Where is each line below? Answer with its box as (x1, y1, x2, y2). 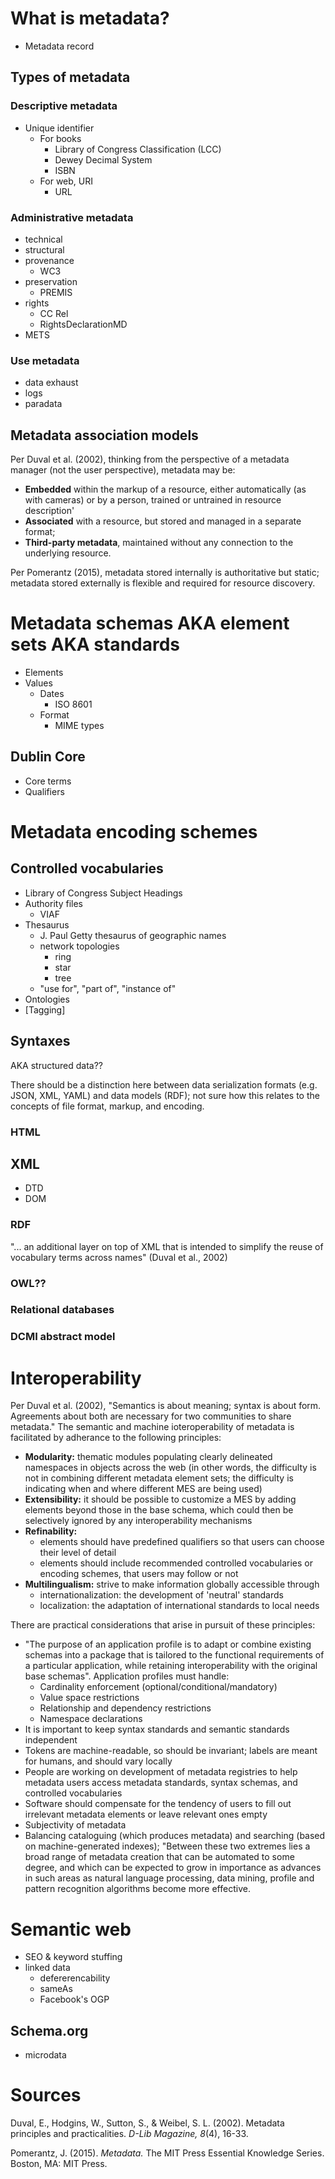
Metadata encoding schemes (10, 820, 258, 843)
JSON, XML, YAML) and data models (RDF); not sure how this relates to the (10, 1089, 320, 1101)
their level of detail (39, 1547, 117, 1559)
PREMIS (39, 286, 73, 298)
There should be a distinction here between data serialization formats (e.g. (10, 1078, 318, 1091)
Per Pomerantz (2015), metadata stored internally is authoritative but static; (10, 567, 320, 579)
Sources (10, 2084, 82, 2107)
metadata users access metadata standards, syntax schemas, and (24, 1777, 298, 1789)
